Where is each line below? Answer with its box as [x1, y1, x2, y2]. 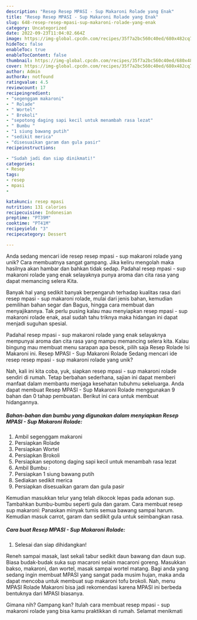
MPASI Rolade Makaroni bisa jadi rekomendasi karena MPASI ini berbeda [6, 584, 182, 591]
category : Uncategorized [6, 25, 67, 31]
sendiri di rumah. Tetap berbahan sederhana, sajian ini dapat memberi [6, 373, 176, 381]
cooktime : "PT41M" [6, 220, 51, 226]
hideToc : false [6, 42, 43, 47]
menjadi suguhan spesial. [6, 320, 67, 327]
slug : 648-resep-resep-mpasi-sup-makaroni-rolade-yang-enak [6, 19, 157, 25]
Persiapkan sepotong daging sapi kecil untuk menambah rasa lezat [14, 458, 177, 465]
